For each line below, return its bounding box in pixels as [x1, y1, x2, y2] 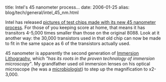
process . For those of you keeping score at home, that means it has [5, 24, 145, 30]
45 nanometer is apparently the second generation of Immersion [5, 50, 139, 56]
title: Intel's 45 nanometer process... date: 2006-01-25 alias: [5, 4, 130, 10]
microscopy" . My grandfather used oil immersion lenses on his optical [5, 61, 150, 66]
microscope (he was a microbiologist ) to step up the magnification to [5, 66, 148, 72]
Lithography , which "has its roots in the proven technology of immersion [5, 55, 155, 61]
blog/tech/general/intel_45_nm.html [5, 9, 79, 15]
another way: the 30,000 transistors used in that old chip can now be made [5, 35, 161, 41]
